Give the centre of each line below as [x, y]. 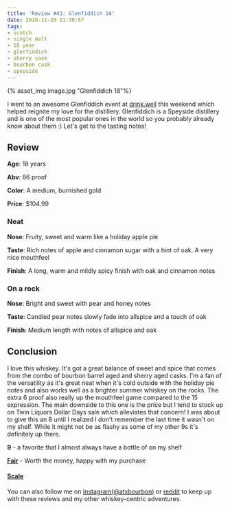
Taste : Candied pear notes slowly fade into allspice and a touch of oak [107, 316]
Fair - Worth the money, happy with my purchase [77, 461]
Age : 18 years [27, 164]
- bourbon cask [29, 65]
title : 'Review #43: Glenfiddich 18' [61, 13]
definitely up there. [34, 434]
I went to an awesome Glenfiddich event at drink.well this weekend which [111, 104]
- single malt [27, 39]
